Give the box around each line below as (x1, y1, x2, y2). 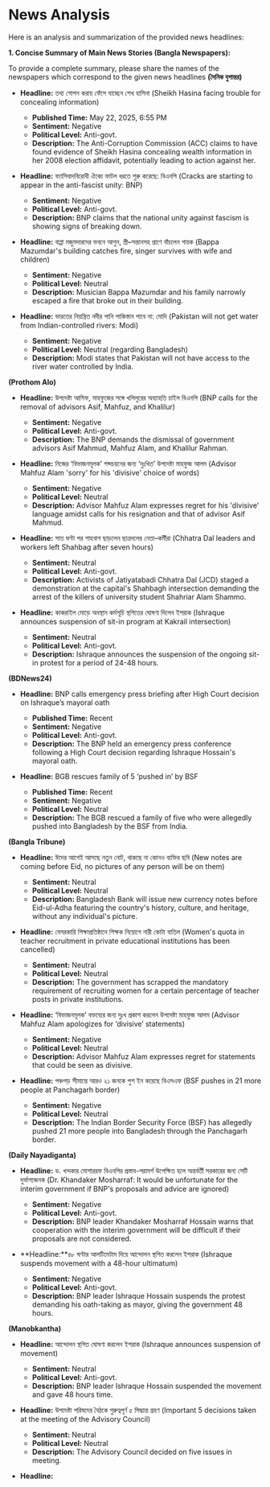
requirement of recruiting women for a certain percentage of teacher (31, 986, 260, 995)
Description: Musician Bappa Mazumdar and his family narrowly (31, 287, 246, 297)
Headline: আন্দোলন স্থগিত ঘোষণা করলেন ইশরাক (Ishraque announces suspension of (19, 1339, 261, 1349)
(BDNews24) (8, 673, 52, 683)
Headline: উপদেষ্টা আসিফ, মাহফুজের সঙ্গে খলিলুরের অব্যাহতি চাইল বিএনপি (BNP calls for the (19, 393, 258, 402)
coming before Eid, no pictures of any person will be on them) (19, 861, 225, 871)
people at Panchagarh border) (19, 1085, 121, 1094)
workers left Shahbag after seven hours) (19, 542, 154, 552)
